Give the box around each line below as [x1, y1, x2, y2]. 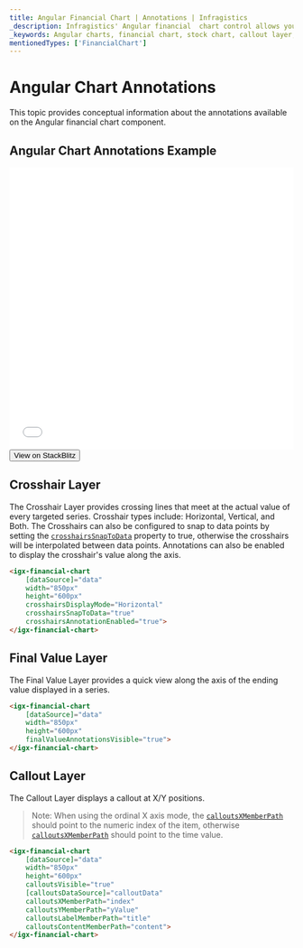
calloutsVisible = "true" [25, 880, 115, 889]
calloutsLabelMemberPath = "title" [25, 914, 151, 923]
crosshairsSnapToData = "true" [25, 609, 135, 618]
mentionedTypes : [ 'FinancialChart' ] [9, 38, 147, 48]
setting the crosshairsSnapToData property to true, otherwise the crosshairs [9, 530, 289, 541]
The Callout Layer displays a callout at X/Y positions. [9, 792, 206, 804]
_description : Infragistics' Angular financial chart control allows [9, 22, 280, 31]
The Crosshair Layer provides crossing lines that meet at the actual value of [9, 501, 290, 512]
